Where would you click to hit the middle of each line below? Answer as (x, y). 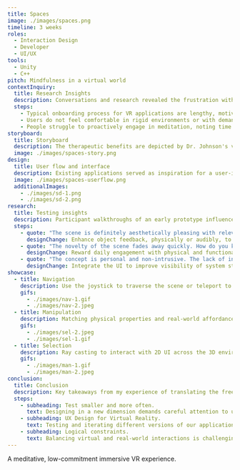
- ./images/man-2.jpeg (60, 372)
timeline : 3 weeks (35, 27)
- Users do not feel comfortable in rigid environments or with (118, 120)
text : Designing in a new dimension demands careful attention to (127, 412)
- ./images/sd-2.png (51, 200)
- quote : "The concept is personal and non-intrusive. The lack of (122, 260)
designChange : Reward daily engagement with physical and (114, 253)
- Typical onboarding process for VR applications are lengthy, (118, 113)
